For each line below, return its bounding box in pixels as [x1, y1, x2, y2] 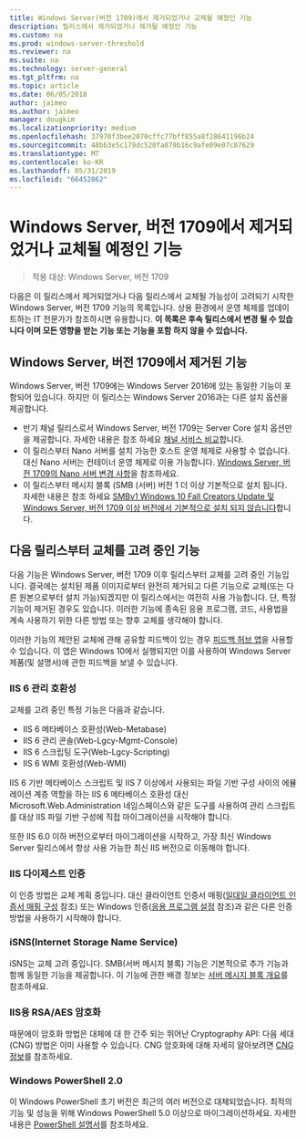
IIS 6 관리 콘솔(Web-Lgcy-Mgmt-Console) [22, 736, 178, 746]
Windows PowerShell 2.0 [9, 1074, 123, 1087]
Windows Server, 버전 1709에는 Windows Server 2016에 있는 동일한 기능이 [9, 381, 282, 391]
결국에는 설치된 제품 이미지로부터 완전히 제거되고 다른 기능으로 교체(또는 [28, 580, 285, 591]
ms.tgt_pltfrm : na [9, 73, 79, 82]
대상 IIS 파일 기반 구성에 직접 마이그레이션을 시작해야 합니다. [18, 811, 232, 822]
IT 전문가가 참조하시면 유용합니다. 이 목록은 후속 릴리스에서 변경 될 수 [33, 314, 277, 325]
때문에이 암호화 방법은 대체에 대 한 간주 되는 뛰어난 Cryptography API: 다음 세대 [9, 1028, 294, 1039]
